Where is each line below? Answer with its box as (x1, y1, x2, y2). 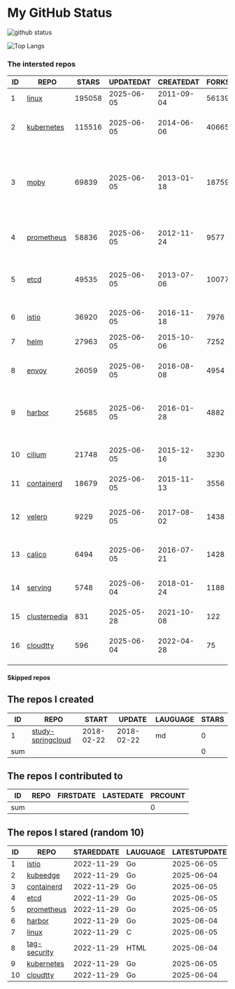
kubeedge (27, 871, 61, 880)
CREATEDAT (157, 77, 200, 87)
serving (27, 583, 52, 593)
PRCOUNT (150, 791, 186, 801)
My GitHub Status (7, 5, 113, 21)
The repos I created (7, 693, 94, 705)
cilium (27, 450, 47, 459)
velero (27, 512, 48, 522)
